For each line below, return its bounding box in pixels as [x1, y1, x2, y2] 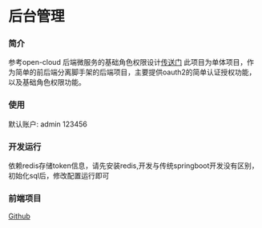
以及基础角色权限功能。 [8, 78, 86, 87]
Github [8, 211, 30, 221]
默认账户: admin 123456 [8, 119, 88, 129]
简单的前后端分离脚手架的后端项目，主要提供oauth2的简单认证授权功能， [14, 67, 256, 77]
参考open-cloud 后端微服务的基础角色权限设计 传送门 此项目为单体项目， [8, 58, 248, 67]
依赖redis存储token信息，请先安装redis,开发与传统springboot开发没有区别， [8, 161, 259, 170]
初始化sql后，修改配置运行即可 [8, 171, 110, 181]
